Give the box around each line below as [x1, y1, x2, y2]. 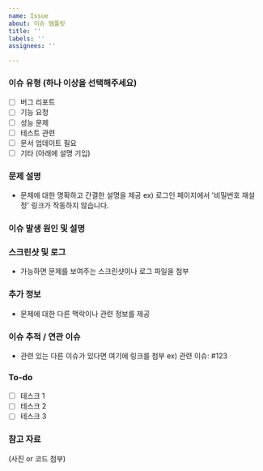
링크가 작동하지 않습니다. [31, 200, 109, 211]
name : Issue [8, 11, 49, 20]
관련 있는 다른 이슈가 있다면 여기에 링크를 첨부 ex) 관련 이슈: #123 [19, 350, 228, 361]
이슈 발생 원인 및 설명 [8, 223, 85, 234]
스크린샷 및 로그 [8, 246, 66, 258]
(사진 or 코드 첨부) [8, 453, 66, 463]
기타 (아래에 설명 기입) [19, 148, 91, 158]
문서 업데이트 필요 [19, 138, 77, 148]
